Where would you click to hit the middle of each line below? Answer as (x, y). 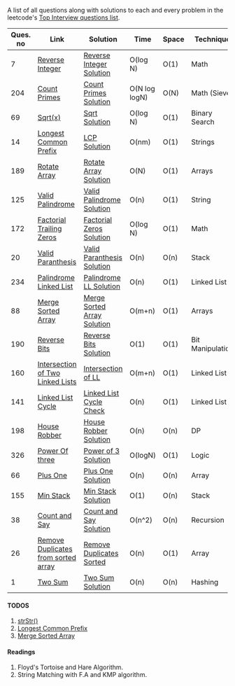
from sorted (57, 558)
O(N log (142, 89)
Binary (202, 113)
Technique (213, 39)
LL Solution (102, 286)
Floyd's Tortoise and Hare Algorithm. (70, 667)
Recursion (208, 520)
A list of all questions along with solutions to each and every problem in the (115, 10)
